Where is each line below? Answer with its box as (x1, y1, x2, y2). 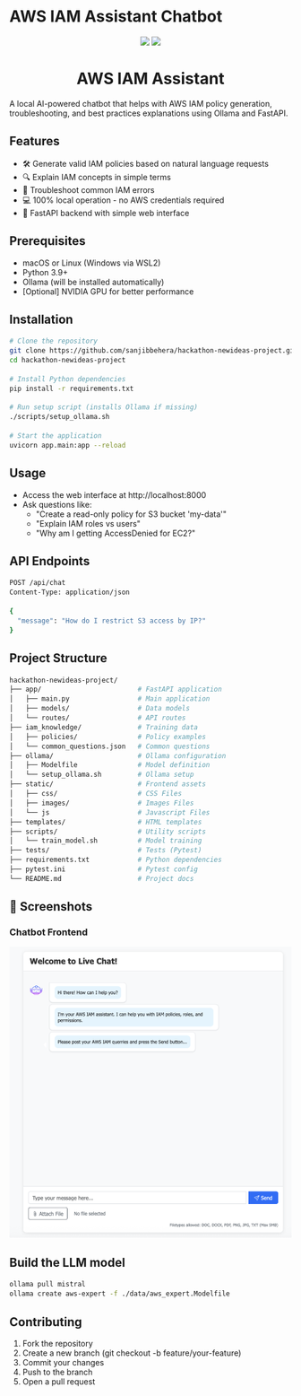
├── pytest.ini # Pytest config (9, 865, 199, 874)
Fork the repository (21, 1338, 94, 1348)
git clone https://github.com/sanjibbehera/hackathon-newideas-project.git (9, 346, 298, 355)
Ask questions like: (21, 499, 92, 510)
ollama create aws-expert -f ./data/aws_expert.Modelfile (9, 1289, 230, 1298)
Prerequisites (9, 233, 86, 249)
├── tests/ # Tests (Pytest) (9, 846, 202, 855)
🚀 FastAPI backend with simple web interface (21, 207, 190, 218)
